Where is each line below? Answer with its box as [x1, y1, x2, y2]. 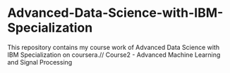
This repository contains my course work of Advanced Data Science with [7, 43, 220, 51]
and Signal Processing [7, 58, 73, 66]
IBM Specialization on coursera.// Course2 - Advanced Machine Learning [7, 51, 221, 59]
